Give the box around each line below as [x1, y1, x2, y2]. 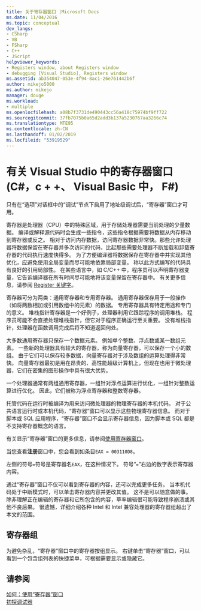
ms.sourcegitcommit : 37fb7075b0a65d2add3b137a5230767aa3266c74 [6, 115, 167, 121]
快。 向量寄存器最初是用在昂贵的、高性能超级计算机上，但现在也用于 [6, 359, 175, 366]
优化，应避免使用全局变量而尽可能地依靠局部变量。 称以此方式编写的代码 [6, 259, 186, 266]
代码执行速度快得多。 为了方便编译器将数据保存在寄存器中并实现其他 [22, 251, 191, 258]
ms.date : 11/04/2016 [6, 14, 58, 20]
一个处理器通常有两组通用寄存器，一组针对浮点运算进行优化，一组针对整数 [6, 379, 190, 387]
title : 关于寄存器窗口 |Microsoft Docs [6, 8, 99, 15]
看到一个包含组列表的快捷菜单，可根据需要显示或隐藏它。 [6, 555, 148, 562]
